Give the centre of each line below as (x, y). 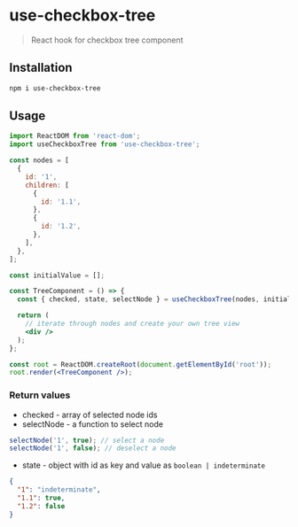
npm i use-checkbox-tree (55, 88)
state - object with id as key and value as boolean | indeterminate (144, 465)
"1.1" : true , (41, 498)
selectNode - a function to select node (93, 424)
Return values (40, 395)
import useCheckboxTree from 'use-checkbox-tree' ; (105, 144)
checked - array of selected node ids (90, 415)
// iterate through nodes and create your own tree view (133, 324)
